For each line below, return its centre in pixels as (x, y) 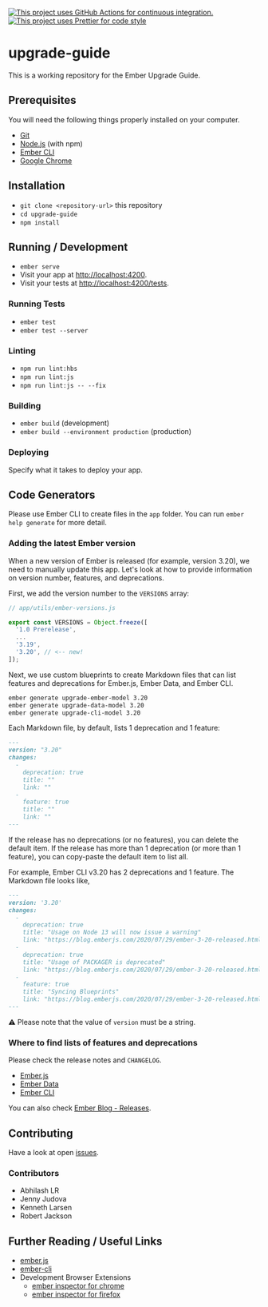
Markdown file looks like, (49, 880)
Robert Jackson (46, 1216)
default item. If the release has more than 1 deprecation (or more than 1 (125, 848)
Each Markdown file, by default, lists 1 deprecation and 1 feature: (114, 728)
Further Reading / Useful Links (85, 1241)
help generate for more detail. (58, 523)
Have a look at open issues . (54, 1153)
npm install (39, 223)
